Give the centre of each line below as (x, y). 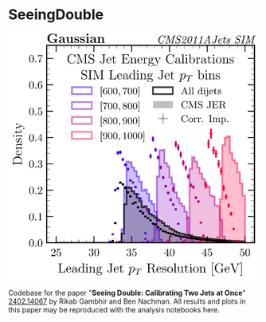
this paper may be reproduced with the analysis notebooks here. (114, 309)
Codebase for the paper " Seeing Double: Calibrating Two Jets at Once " (127, 293)
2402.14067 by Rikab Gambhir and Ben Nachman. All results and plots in (127, 301)
